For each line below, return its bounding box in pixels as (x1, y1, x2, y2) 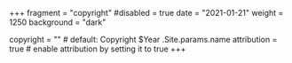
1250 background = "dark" (9, 17, 107, 28)
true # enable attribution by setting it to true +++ (9, 43, 186, 54)
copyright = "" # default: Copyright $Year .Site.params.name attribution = (9, 35, 278, 44)
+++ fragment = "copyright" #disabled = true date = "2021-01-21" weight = (9, 8, 284, 18)
